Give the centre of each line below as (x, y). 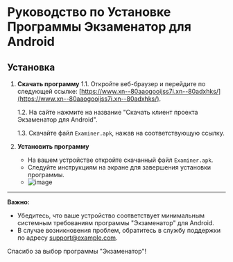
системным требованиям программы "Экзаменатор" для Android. (116, 223)
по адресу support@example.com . (67, 238)
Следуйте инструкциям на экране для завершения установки (119, 167)
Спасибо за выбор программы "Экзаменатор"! (77, 251)
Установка (31, 67)
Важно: (18, 202)
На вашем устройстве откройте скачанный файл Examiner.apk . (120, 160)
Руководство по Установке (89, 12)
